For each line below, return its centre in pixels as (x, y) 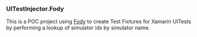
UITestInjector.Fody (35, 9)
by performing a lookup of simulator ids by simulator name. (78, 28)
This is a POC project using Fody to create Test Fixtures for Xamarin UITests (98, 22)
